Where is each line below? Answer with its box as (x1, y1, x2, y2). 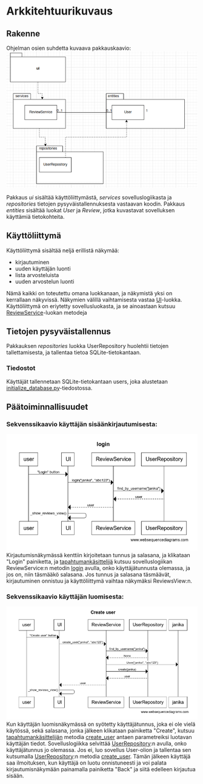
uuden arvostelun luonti (15, 278, 75, 285)
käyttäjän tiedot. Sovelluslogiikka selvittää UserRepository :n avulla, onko (6, 740, 187, 747)
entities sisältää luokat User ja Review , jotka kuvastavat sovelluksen (6, 206, 175, 213)
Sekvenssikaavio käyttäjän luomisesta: (6, 592, 124, 601)
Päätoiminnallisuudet (6, 402, 88, 412)
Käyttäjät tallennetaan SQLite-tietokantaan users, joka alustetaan (6, 378, 168, 385)
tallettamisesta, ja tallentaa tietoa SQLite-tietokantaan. (6, 349, 141, 356)
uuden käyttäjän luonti (15, 265, 71, 272)
